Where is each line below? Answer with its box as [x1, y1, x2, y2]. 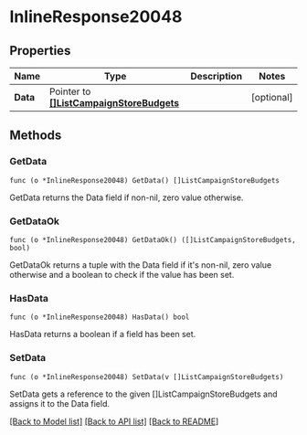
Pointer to [48, 85, 91, 98]
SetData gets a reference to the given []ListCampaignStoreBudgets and [9, 388, 278, 399]
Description [190, 70, 243, 82]
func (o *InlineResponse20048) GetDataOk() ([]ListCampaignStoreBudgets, [9, 235, 297, 244]
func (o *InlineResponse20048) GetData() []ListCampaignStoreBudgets [9, 175, 281, 185]
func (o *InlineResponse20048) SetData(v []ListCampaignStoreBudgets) [9, 372, 284, 381]
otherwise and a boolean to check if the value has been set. [9, 269, 235, 280]
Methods [9, 128, 62, 143]
